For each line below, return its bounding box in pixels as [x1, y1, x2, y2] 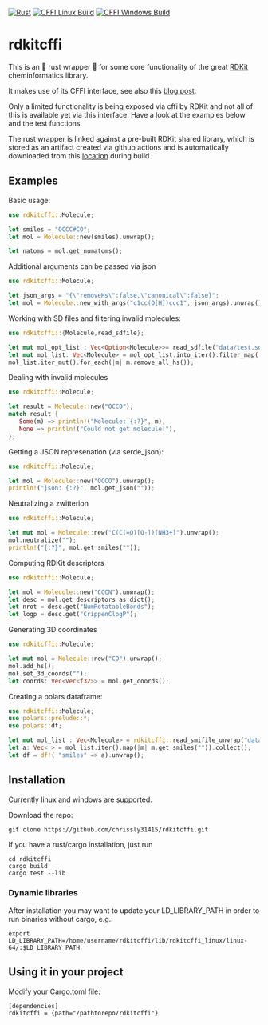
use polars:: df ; [8, 722, 62, 730]
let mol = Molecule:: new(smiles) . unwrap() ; [8, 233, 156, 241]
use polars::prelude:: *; [8, 715, 91, 723]
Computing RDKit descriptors [8, 558, 105, 567]
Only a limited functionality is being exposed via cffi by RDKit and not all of [8, 101, 254, 111]
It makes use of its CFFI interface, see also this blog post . [8, 86, 197, 95]
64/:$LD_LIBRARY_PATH [8, 943, 81, 951]
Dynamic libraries [8, 887, 78, 899]
